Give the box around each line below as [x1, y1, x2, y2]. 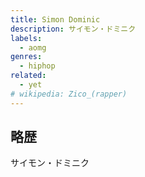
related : [10, 71, 47, 81]
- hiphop [19, 61, 56, 71]
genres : [10, 52, 43, 62]
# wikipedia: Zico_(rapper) [10, 89, 128, 99]
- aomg [19, 42, 47, 53]
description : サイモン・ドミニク [10, 24, 137, 34]
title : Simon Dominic [10, 14, 101, 25]
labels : [10, 33, 43, 43]
